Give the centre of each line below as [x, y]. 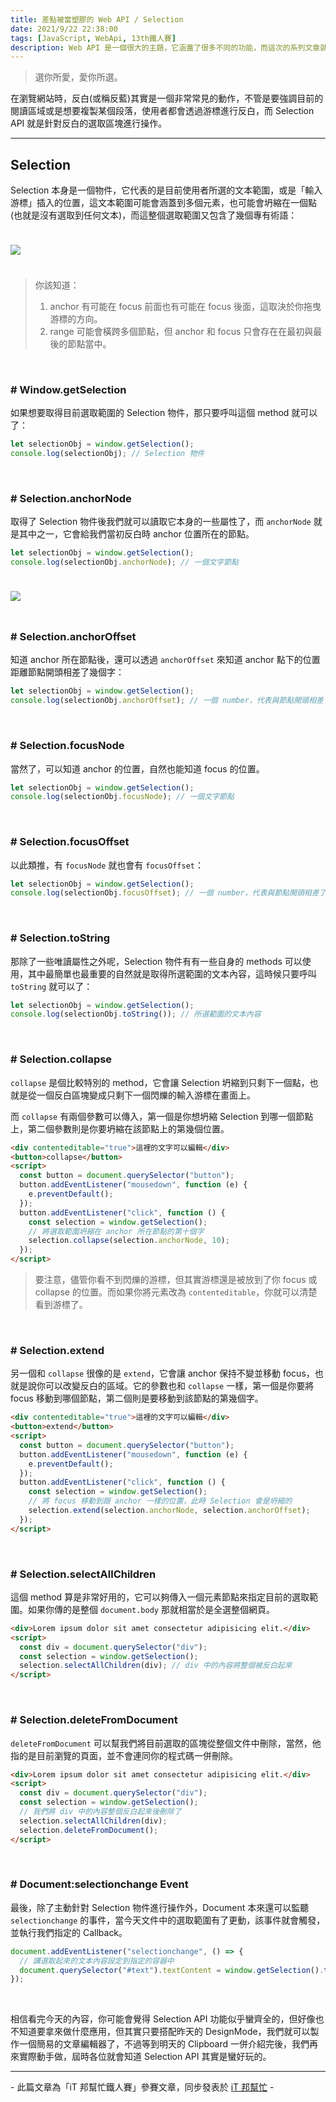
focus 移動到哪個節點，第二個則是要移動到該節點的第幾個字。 [137, 1398]
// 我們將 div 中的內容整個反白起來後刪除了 [100, 1812]
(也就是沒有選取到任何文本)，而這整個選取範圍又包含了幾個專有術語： [154, 215]
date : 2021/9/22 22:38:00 [64, 29]
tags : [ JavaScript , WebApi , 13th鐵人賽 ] [93, 38]
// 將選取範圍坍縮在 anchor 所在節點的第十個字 [116, 1231]
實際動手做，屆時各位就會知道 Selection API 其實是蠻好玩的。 [145, 2057]
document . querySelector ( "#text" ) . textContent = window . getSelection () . [172, 1970]
